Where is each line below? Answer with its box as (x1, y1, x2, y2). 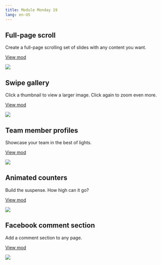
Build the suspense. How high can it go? (5, 187, 89, 193)
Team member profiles (5, 126, 78, 135)
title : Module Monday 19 (5, 7, 58, 13)
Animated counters (5, 174, 67, 182)
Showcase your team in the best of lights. (5, 139, 92, 145)
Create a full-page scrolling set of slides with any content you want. (5, 44, 147, 51)
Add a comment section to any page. (5, 235, 83, 241)
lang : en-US (5, 12, 30, 17)
